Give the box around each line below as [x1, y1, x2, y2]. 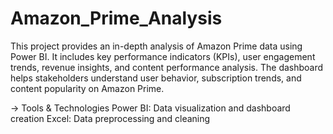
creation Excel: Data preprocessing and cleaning [10, 112, 211, 124]
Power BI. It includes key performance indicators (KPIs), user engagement [10, 50, 316, 62]
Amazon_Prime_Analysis [10, 7, 223, 30]
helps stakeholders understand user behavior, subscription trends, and [10, 72, 302, 84]
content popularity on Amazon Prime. [10, 82, 165, 94]
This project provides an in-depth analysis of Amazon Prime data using [10, 40, 303, 52]
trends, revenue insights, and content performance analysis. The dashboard [10, 61, 324, 73]
